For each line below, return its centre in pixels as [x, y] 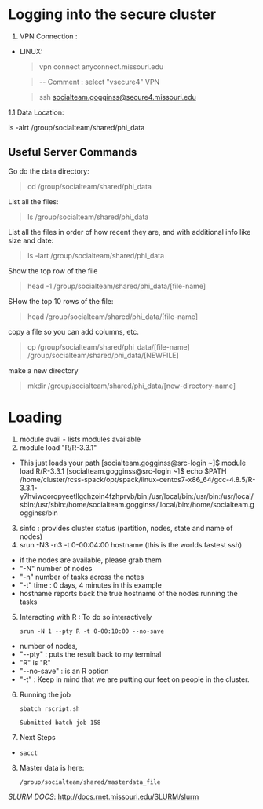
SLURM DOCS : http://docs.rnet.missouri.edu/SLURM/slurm [104, 796]
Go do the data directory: [49, 171]
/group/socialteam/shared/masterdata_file [90, 782]
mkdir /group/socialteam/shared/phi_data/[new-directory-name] [131, 386]
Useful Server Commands [73, 152]
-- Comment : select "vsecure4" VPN [99, 82]
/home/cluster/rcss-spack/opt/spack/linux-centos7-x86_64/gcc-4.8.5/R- [137, 479]
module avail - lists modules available [80, 439]
